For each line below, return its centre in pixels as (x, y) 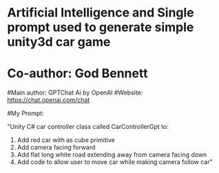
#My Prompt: (26, 113)
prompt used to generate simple (101, 27)
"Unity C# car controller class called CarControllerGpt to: (88, 127)
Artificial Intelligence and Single (101, 13)
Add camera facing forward (56, 147)
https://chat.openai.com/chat (49, 100)
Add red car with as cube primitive (66, 140)
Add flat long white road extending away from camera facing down (112, 155)
